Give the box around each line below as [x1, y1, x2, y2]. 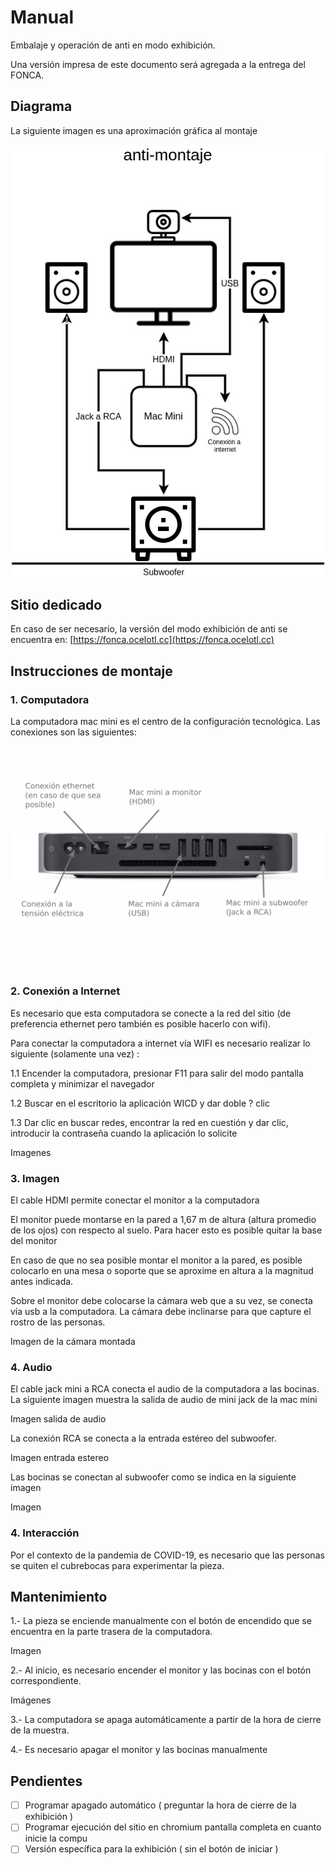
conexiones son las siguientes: [10, 726, 137, 738]
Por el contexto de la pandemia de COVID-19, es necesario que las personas [10, 1549, 325, 1561]
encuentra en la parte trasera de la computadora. [10, 1626, 213, 1638]
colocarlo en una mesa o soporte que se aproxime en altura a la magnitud [10, 1265, 314, 1276]
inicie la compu [24, 1832, 88, 1845]
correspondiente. [10, 1675, 82, 1687]
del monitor [10, 1235, 58, 1246]
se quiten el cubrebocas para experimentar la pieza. [10, 1559, 225, 1571]
